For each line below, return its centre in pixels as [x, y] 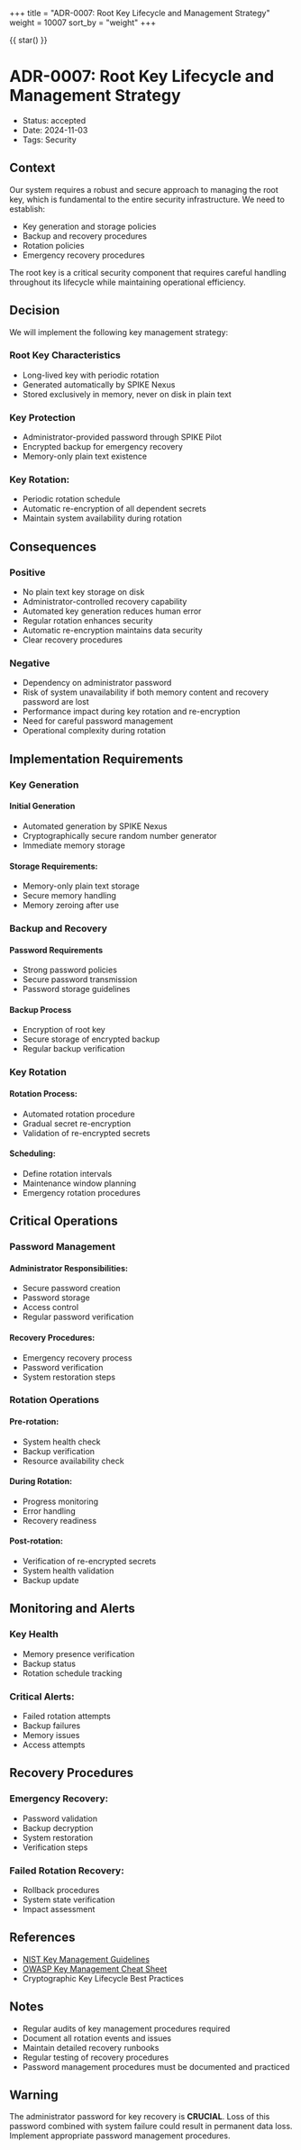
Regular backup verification [73, 1049]
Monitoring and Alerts [72, 1609]
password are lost [56, 702]
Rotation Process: [44, 1093]
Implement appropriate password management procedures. [120, 2136]
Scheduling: [32, 1153]
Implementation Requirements [96, 759]
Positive [27, 572]
